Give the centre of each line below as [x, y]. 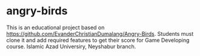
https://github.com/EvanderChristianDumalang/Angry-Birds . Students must [100, 33]
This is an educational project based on [55, 27]
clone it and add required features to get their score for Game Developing [98, 40]
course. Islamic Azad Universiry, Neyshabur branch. [71, 46]
